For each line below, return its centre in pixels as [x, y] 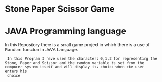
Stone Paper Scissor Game [60, 9]
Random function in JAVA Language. [42, 50]
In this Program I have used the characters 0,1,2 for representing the [82, 59]
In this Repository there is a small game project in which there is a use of [78, 45]
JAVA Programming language [66, 31]
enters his [16, 71]
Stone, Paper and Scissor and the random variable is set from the [75, 63]
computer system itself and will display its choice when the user [75, 67]
